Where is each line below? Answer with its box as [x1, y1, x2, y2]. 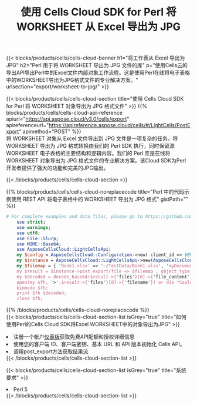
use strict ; [16, 219, 46, 225]
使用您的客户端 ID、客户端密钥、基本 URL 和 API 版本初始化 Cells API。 [13, 341, 186, 348]
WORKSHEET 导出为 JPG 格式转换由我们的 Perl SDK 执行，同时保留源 [6, 142, 175, 150]
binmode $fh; [16, 285, 49, 291]
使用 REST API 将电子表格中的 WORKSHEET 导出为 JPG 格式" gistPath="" [11, 195, 189, 203]
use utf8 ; [16, 230, 41, 236]
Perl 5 [13, 386, 28, 393]
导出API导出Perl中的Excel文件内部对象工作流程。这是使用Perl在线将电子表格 [6, 69, 191, 77]
